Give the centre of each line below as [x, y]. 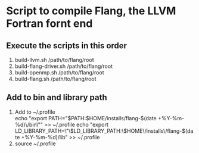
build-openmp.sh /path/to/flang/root [59, 72]
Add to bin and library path [57, 97]
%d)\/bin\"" [29, 124]
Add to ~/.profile [35, 112]
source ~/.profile [35, 143]
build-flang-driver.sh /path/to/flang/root [64, 66]
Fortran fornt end [49, 24]
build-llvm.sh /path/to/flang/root [54, 60]
